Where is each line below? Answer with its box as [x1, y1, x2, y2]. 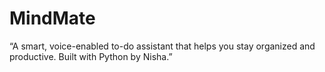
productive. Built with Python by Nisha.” [9, 50, 173, 62]
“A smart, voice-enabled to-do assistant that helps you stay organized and [9, 40, 316, 52]
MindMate [9, 7, 96, 30]
